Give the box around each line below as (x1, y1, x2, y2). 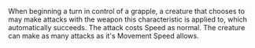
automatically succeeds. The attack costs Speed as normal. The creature (8, 23, 246, 32)
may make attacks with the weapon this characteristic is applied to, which (8, 15, 248, 24)
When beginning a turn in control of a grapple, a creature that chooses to (8, 7, 246, 15)
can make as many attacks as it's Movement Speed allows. (8, 31, 199, 40)
